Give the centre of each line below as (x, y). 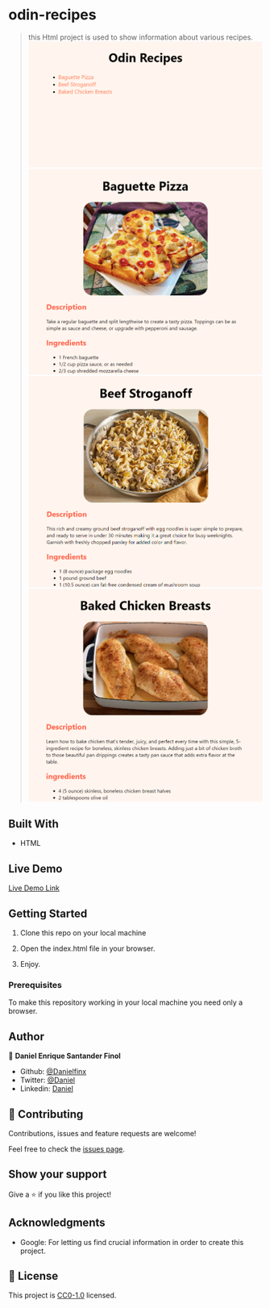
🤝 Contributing (46, 1114)
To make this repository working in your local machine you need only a (126, 1002)
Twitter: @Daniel (47, 1080)
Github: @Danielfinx (53, 1072)
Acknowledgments (57, 1223)
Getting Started (48, 913)
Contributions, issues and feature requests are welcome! (102, 1133)
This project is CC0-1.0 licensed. (62, 1295)
